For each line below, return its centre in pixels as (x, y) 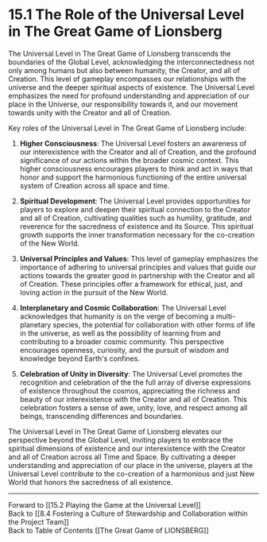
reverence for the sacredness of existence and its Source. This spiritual (137, 226)
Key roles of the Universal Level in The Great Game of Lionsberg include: (128, 128)
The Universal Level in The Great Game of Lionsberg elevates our (115, 432)
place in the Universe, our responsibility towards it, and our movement (123, 104)
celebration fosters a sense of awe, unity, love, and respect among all (133, 408)
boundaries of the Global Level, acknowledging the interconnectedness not (132, 62)
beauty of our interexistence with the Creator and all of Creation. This (133, 399)
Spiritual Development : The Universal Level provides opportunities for (135, 201)
